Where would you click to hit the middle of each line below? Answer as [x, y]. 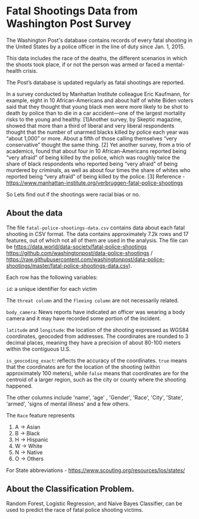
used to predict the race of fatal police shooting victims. [75, 509]
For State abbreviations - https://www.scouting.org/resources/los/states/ [96, 470]
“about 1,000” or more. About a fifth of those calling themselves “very [92, 138]
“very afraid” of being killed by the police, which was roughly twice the [93, 157]
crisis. [30, 70]
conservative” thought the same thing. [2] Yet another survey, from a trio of [99, 145]
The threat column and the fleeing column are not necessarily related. [93, 300]
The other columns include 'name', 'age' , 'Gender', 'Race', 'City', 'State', [95, 397]
